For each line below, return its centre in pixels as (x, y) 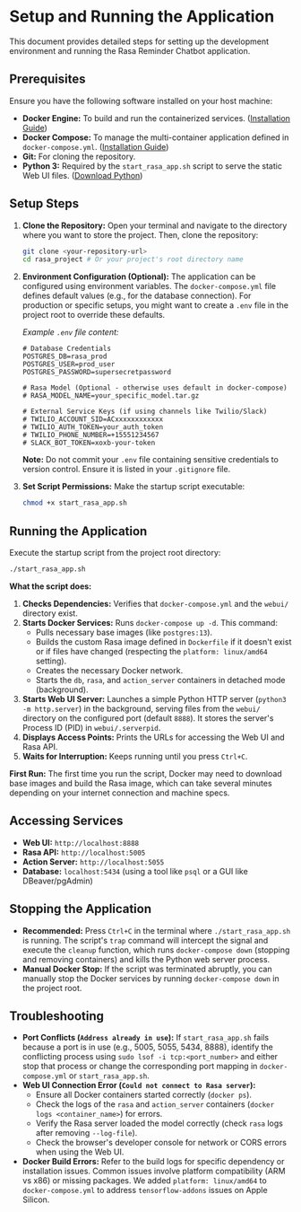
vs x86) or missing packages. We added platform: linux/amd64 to (144, 1181)
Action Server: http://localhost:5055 (93, 861)
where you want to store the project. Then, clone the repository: (140, 234)
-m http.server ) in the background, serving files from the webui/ (141, 708)
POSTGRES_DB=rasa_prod (64, 356)
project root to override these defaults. (94, 315)
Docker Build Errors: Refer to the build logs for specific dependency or (153, 1162)
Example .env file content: (70, 332)
